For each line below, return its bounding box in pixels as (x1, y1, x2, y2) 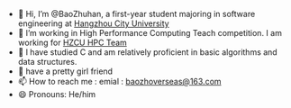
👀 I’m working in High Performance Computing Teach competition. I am (17, 28, 282, 38)
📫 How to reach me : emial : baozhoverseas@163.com (17, 76, 223, 86)
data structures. (17, 57, 77, 67)
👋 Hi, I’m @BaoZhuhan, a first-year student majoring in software (17, 9, 256, 19)
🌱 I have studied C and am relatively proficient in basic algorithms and (17, 47, 277, 58)
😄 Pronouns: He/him (17, 89, 96, 99)
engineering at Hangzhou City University (17, 18, 169, 29)
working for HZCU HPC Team (17, 37, 128, 48)
